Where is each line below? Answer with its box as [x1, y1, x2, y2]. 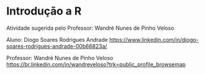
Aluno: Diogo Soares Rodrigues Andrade [6, 36, 108, 43]
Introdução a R [6, 4, 82, 18]
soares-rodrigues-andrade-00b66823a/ [6, 42, 107, 50]
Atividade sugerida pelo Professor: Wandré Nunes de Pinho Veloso [6, 24, 174, 32]
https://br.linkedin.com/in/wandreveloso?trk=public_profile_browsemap [6, 61, 186, 68]
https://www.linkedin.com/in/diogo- [109, 36, 199, 43]
